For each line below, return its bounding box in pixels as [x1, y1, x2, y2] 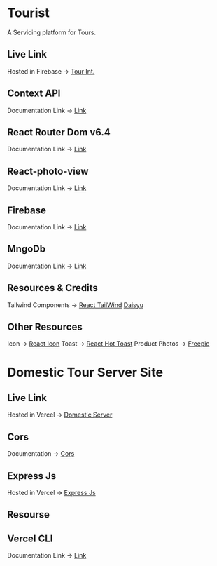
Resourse [7, 508, 50, 520]
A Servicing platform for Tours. [7, 28, 97, 36]
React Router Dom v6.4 [7, 126, 111, 138]
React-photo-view [7, 165, 89, 177]
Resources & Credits [7, 282, 98, 294]
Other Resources [7, 321, 83, 333]
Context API [7, 88, 61, 100]
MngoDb [7, 243, 46, 255]
